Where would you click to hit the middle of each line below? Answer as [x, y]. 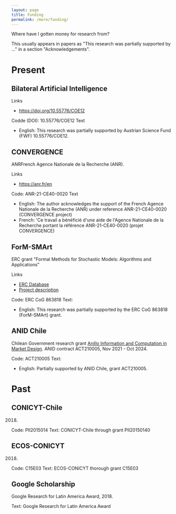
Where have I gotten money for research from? [61, 34]
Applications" [26, 265]
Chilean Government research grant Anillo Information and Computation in [89, 343]
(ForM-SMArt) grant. [40, 315]
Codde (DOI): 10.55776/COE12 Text [48, 121]
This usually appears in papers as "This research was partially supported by [91, 44]
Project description [39, 290]
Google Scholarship [43, 484]
